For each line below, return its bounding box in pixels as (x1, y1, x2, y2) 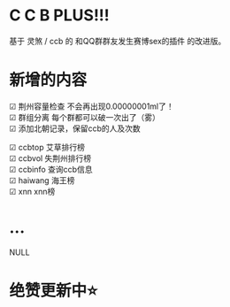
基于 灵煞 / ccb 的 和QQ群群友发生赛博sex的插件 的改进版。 (9, 35, 226, 46)
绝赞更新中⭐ (9, 280, 98, 301)
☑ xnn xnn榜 (9, 186, 56, 196)
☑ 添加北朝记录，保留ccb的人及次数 (9, 123, 142, 134)
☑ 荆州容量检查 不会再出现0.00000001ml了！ (9, 101, 174, 111)
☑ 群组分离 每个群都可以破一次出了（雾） (9, 111, 161, 122)
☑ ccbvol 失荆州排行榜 (9, 152, 92, 164)
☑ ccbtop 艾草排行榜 (9, 142, 86, 152)
